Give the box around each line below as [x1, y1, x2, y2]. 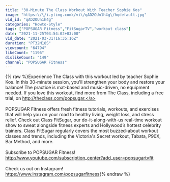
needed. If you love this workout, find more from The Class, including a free [5, 90, 164, 96]
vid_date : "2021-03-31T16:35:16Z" [5, 36, 79, 41]
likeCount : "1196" [5, 50, 44, 55]
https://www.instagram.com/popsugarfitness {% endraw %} [5, 171, 131, 177]
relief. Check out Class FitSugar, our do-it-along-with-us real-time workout [5, 117, 162, 123]
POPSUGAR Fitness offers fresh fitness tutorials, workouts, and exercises [5, 106, 159, 112]
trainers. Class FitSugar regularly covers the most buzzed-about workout [5, 128, 159, 134]
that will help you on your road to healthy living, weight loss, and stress [5, 112, 154, 118]
